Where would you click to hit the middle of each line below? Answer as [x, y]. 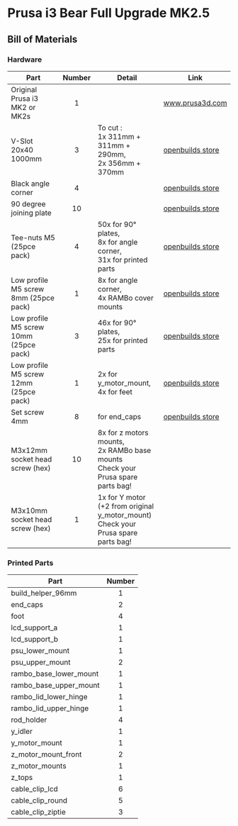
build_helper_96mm [44, 593]
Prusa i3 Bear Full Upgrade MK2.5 [109, 13]
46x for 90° [117, 323]
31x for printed [123, 259]
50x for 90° [117, 224]
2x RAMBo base [124, 450]
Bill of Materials [42, 39]
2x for [108, 374]
